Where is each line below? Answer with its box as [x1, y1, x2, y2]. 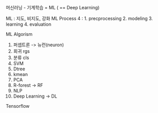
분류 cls [13, 54, 30, 61]
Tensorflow [6, 103, 30, 109]
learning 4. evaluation [6, 21, 52, 27]
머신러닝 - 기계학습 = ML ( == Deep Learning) [6, 5, 100, 10]
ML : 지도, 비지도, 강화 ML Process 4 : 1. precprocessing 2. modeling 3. [6, 15, 153, 22]
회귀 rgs [13, 48, 30, 54]
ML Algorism [6, 31, 33, 37]
